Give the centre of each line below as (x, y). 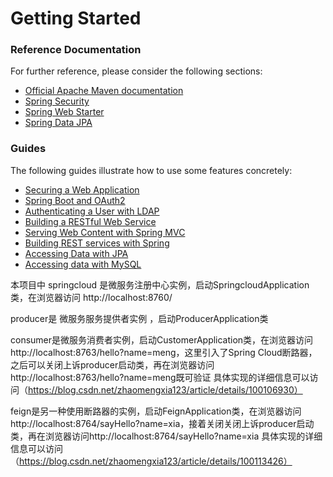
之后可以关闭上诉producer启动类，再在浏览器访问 (112, 364)
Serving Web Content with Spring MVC (105, 232)
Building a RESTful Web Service (90, 221)
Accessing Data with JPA (76, 253)
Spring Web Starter (64, 112)
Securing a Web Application (82, 189)
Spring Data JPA (58, 123)
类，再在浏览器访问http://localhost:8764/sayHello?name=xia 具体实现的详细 (166, 436)
